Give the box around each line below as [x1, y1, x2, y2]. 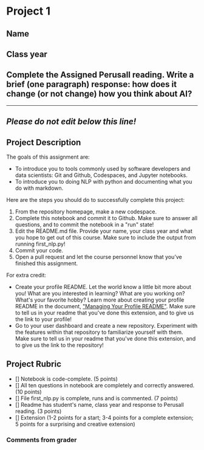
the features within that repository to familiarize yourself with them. [15, 328, 183, 336]
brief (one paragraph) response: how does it [6, 79, 177, 89]
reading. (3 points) [15, 407, 62, 415]
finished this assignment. [15, 260, 78, 267]
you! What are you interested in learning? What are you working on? [15, 289, 185, 297]
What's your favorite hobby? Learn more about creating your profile [15, 296, 185, 303]
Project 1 [6, 4, 50, 18]
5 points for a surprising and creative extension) [15, 420, 135, 427]
